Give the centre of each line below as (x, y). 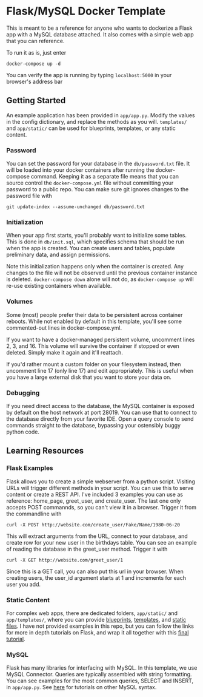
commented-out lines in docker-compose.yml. (64, 328)
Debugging (23, 393)
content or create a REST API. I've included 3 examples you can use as (95, 494)
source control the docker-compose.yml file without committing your (90, 183)
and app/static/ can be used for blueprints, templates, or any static (91, 128)
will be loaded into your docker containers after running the (80, 170)
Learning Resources (45, 451)
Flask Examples (30, 468)
